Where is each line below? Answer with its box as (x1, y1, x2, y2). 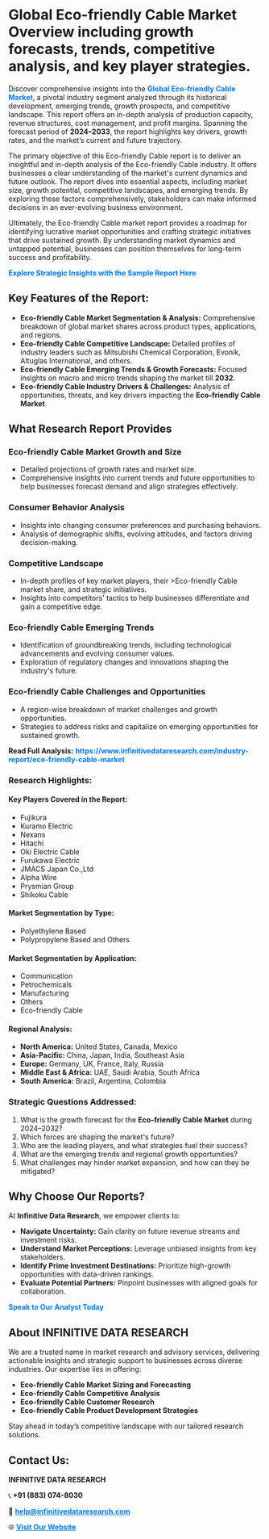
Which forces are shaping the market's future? (19, 1132, 175, 1142)
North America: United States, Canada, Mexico (19, 1042, 178, 1051)
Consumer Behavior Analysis (8, 502, 125, 514)
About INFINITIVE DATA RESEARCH (8, 1326, 189, 1340)
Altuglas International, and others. (19, 355, 133, 365)
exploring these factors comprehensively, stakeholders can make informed (8, 194, 257, 203)
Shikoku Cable (19, 890, 68, 899)
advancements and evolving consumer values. (19, 648, 175, 659)
